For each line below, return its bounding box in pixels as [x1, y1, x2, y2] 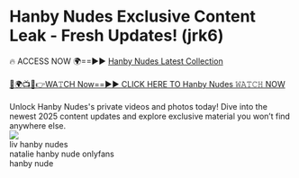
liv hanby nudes [9, 138, 68, 149]
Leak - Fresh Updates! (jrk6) [9, 25, 224, 46]
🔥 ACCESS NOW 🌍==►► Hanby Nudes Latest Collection [9, 56, 223, 67]
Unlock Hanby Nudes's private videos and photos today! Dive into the [9, 101, 268, 111]
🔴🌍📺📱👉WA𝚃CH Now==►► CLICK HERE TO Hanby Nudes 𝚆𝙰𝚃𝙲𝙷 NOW [9, 78, 285, 89]
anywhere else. [9, 120, 66, 131]
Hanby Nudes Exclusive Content [9, 6, 257, 27]
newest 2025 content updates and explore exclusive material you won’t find [9, 111, 291, 121]
